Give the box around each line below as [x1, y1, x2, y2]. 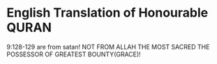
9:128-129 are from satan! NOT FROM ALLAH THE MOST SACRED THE [6, 42, 210, 51]
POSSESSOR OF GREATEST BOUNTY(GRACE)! [6, 50, 141, 58]
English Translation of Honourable [6, 5, 209, 21]
